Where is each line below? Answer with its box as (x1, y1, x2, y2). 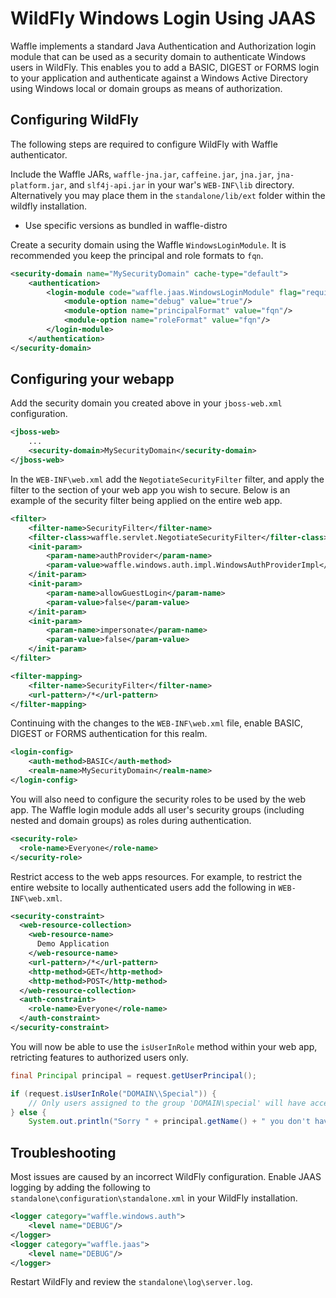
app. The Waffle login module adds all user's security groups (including (10, 803, 305, 816)
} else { (10, 1107, 47, 1117)
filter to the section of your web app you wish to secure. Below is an (10, 483, 291, 496)
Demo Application (36, 939, 110, 949)
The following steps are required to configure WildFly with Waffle (10, 138, 278, 150)
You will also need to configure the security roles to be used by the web (10, 793, 307, 805)
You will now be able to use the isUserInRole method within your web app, (10, 1040, 318, 1052)
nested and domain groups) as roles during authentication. (10, 814, 252, 826)
